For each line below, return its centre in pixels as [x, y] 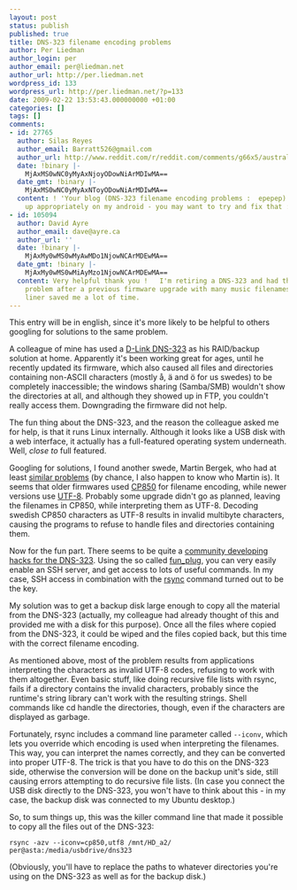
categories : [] [37, 108]
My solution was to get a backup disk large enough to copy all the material [145, 606]
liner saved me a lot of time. [83, 298]
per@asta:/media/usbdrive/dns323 [71, 851]
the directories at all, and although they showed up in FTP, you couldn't [139, 396]
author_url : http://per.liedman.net [76, 75]
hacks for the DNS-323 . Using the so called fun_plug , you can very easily [143, 561]
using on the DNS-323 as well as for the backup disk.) [108, 877]
